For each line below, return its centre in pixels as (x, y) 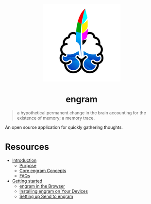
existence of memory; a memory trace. (56, 118)
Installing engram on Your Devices (54, 191)
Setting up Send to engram (46, 196)
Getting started (27, 181)
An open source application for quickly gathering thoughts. (64, 127)
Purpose (28, 165)
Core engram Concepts (43, 171)
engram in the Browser (42, 186)
